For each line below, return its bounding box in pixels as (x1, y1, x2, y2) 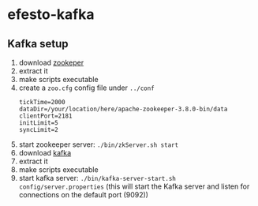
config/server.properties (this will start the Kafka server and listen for (18, 182, 250, 191)
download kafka (18, 148, 72, 157)
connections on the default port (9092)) (18, 190, 149, 199)
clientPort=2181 (18, 112, 73, 120)
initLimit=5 (18, 119, 58, 127)
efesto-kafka (7, 6, 95, 24)
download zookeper (18, 58, 84, 67)
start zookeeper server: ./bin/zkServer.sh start (18, 140, 179, 149)
